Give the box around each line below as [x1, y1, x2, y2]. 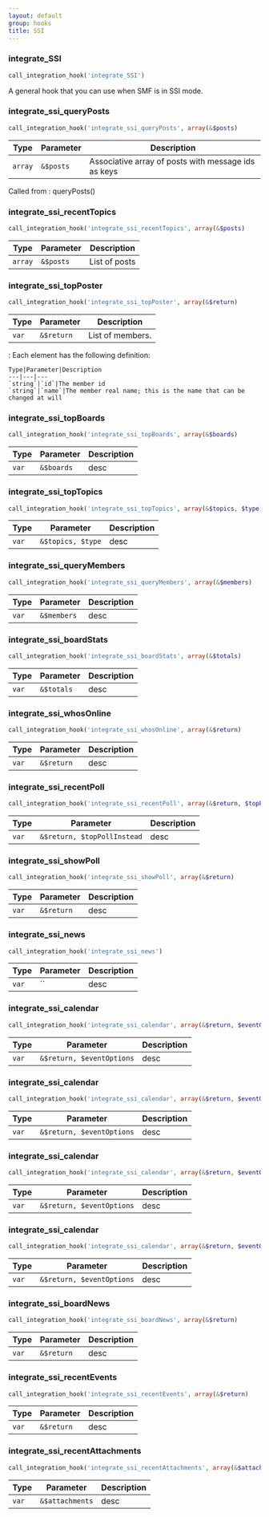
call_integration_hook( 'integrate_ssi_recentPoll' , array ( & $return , [8, 800, 242, 808]
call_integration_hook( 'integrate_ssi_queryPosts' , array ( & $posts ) [8, 124, 239, 132]
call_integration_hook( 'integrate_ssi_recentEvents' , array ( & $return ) [8, 1389, 249, 1398]
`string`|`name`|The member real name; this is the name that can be [8, 387, 246, 395]
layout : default [8, 11, 62, 20]
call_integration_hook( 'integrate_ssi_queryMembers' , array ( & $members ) [8, 578, 252, 586]
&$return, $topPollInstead [39, 832, 143, 842]
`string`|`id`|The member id [8, 380, 106, 388]
